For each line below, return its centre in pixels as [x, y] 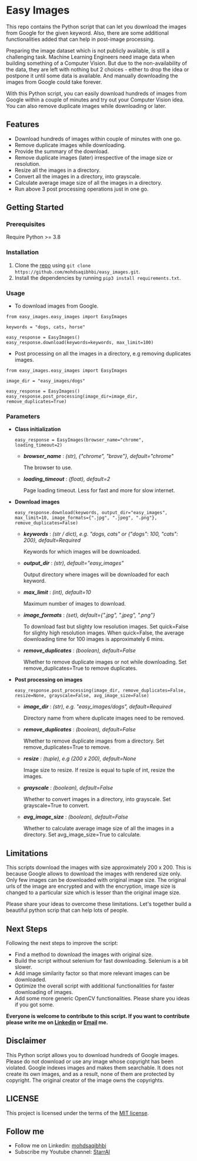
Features [23, 125]
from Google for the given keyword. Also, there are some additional [88, 32]
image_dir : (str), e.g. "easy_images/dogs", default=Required [97, 707]
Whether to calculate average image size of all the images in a [99, 828]
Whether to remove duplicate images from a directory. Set [94, 741]
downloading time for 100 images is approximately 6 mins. [94, 639]
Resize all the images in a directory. [58, 170]
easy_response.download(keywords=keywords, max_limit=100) [80, 343]
